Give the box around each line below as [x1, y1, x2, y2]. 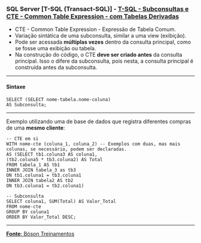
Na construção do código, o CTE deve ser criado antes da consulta [14, 51, 182, 59]
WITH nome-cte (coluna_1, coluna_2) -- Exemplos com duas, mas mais [6, 141, 181, 147]
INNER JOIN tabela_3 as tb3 [6, 167, 77, 173]
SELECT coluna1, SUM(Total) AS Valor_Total [6, 198, 117, 204]
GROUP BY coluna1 [6, 208, 50, 215]
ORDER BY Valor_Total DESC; [6, 214, 77, 220]
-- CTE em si [6, 136, 39, 142]
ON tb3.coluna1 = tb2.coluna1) [6, 183, 84, 189]
